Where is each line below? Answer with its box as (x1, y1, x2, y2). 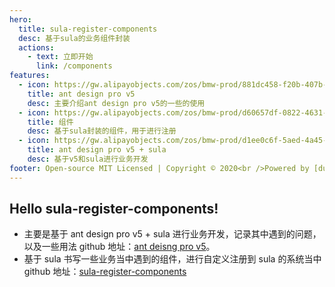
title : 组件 (27, 117, 74, 127)
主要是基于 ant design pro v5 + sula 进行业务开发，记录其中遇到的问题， (23, 228, 322, 240)
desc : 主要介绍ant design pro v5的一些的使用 (27, 98, 206, 108)
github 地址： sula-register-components (23, 266, 187, 278)
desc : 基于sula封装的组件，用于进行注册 (27, 126, 177, 136)
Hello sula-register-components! (9, 201, 219, 218)
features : (9, 71, 51, 81)
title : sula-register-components (18, 24, 158, 34)
